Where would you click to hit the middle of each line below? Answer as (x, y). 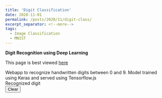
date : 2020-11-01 (24, 15)
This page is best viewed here (37, 62)
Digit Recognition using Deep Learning (47, 53)
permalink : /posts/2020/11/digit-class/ (49, 19)
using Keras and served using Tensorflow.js (51, 78)
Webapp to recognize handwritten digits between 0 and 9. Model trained (81, 72)
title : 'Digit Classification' (38, 10)
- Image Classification (35, 34)
